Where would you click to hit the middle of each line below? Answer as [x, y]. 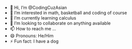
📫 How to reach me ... [33, 29]
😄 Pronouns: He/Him [32, 36]
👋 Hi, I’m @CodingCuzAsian [38, 8]
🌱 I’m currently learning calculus [43, 18]
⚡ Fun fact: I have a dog [34, 41]
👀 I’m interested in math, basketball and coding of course [68, 13]
